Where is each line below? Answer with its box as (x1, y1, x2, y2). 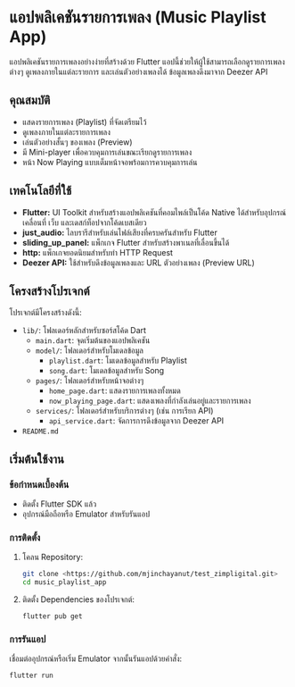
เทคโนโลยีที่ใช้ (9, 183, 72, 198)
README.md (21, 427, 60, 436)
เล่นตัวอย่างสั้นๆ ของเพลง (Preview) (21, 137, 133, 147)
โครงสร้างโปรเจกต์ (9, 283, 91, 298)
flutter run (9, 671, 53, 681)
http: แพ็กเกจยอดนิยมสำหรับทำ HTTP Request (21, 247, 174, 257)
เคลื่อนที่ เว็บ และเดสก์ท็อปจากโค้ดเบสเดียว (21, 217, 147, 228)
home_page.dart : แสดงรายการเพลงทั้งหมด (48, 385, 181, 396)
